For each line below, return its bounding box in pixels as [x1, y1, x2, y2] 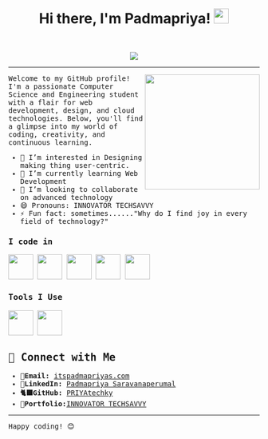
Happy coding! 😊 [8, 422, 75, 431]
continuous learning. [8, 138, 93, 147]
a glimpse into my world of [8, 122, 118, 131]
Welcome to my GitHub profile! [8, 74, 131, 83]
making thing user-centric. [19, 161, 130, 170]
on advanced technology [19, 193, 113, 202]
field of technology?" [19, 217, 109, 225]
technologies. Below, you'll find [8, 114, 144, 123]
